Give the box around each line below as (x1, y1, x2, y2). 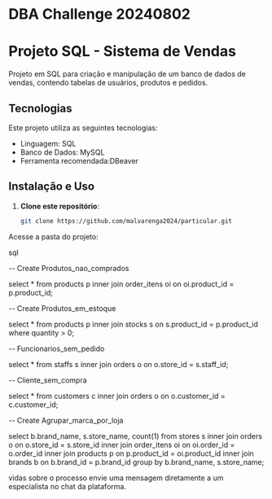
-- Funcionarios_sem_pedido (8, 344, 105, 353)
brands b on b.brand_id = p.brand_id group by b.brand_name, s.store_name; (8, 457, 265, 466)
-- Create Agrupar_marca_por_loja (8, 415, 124, 425)
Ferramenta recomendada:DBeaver (20, 155, 138, 165)
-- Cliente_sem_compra (8, 375, 87, 385)
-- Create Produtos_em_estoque (8, 303, 116, 313)
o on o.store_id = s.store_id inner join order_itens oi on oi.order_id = (8, 440, 235, 449)
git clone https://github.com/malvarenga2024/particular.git (20, 217, 233, 225)
